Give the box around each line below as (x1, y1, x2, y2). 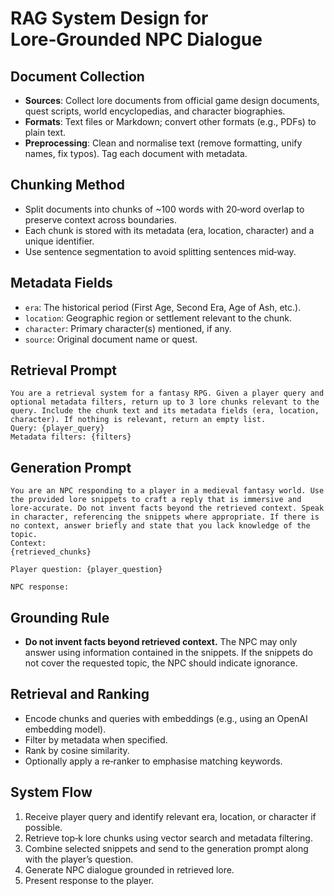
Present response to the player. (24, 874, 155, 886)
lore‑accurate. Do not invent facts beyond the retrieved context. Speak (10, 503, 325, 514)
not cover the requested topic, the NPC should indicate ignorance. (24, 657, 298, 669)
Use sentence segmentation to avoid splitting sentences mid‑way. (24, 245, 297, 257)
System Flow (10, 784, 93, 801)
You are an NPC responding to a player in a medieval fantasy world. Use (10, 486, 325, 496)
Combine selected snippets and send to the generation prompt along (24, 842, 309, 854)
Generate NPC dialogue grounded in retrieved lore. (24, 863, 235, 876)
